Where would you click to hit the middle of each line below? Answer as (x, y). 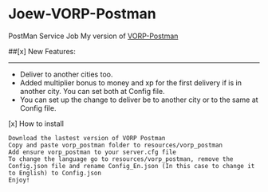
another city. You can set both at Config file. (92, 91)
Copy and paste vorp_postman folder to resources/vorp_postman (116, 145)
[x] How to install (36, 123)
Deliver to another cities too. (66, 74)
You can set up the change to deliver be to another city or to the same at (139, 100)
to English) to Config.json (55, 173)
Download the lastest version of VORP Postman (87, 138)
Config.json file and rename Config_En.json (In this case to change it (132, 166)
